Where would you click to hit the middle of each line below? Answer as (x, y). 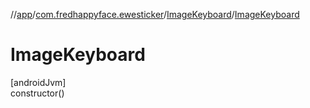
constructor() (37, 93)
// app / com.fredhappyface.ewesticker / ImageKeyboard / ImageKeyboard (155, 14)
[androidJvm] (38, 82)
